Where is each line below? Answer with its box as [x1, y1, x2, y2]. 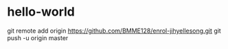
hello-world [7, 4, 76, 20]
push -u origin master [7, 33, 69, 42]
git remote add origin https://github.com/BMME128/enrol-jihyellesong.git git [7, 27, 221, 35]
